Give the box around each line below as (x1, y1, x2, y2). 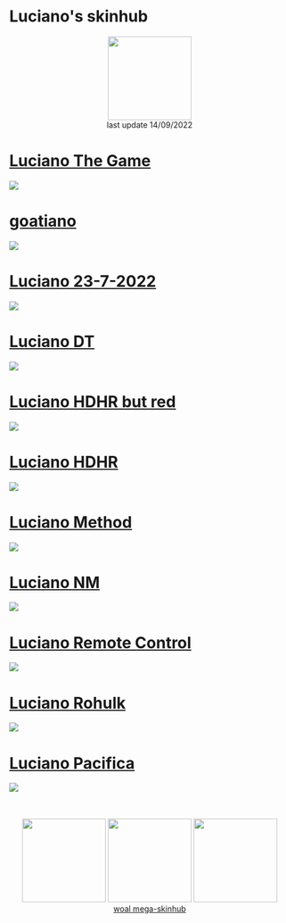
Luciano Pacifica (9, 753, 135, 773)
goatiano (9, 212, 78, 231)
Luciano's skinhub (9, 6, 149, 27)
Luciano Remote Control (9, 632, 192, 653)
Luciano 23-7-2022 (9, 271, 157, 291)
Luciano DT (9, 331, 95, 352)
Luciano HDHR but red (9, 391, 176, 412)
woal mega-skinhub (112, 903, 187, 914)
